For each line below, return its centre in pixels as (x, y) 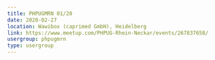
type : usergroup (30, 46)
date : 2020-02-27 (32, 20)
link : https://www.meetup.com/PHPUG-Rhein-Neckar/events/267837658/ (108, 33)
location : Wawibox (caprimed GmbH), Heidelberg (77, 26)
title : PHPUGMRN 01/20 (40, 13)
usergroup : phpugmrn (37, 39)
